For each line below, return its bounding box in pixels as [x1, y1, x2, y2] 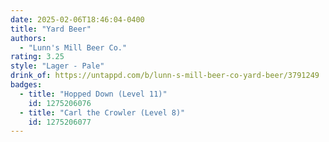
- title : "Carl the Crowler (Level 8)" [19, 107, 186, 118]
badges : [10, 80, 43, 90]
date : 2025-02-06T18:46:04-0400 [10, 14, 145, 25]
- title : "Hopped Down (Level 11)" [19, 89, 168, 99]
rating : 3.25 [10, 52, 65, 62]
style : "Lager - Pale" [10, 61, 105, 71]
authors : [10, 33, 47, 43]
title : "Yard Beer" [10, 24, 92, 34]
